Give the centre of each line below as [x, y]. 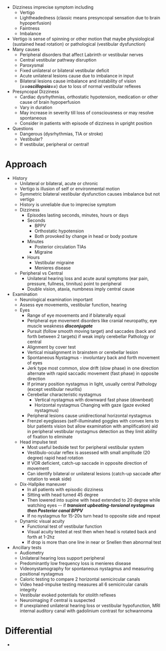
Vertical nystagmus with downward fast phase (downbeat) [94, 400]
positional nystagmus [41, 574]
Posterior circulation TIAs [60, 247]
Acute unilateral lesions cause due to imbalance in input [77, 76]
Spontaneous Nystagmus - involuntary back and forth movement [93, 358]
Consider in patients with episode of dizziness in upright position [86, 123]
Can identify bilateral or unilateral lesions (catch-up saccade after [94, 473]
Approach [26, 165]
